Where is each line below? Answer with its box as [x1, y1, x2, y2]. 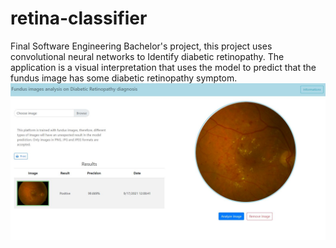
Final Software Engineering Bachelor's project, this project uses [10, 40, 273, 52]
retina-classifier [10, 7, 148, 30]
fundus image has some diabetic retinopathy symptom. [10, 72, 238, 84]
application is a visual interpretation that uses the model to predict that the [10, 61, 317, 73]
